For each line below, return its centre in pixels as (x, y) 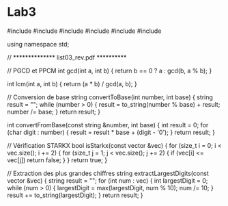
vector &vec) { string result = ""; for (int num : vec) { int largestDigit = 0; (108, 180)
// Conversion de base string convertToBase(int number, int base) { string (110, 97)
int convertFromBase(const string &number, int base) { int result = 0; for (108, 125)
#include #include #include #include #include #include (84, 31)
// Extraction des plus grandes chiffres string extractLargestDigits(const (108, 173)
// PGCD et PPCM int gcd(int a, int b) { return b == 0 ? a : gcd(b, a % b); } (110, 70)
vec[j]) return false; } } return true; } (57, 160)
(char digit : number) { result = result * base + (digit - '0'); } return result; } (111, 132)
